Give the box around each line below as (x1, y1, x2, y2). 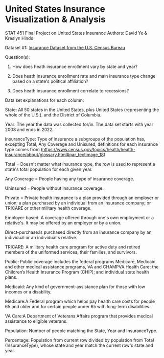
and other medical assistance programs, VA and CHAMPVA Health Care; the (5, 264, 159, 269)
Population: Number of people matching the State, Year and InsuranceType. (5, 328, 158, 334)
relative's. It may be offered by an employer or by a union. (5, 220, 121, 225)
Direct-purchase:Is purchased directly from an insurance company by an (5, 229, 152, 235)
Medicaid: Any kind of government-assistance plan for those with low (5, 284, 145, 290)
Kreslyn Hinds (5, 35, 33, 41)
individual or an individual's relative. (5, 234, 77, 240)
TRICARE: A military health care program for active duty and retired (5, 244, 141, 250)
